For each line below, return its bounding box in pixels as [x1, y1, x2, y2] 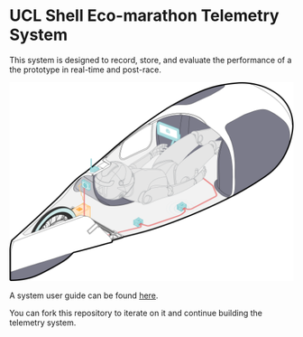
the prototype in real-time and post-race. [9, 64, 162, 75]
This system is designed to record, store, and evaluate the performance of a [9, 54, 292, 65]
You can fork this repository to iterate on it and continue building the [9, 308, 263, 319]
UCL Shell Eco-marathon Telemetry [9, 5, 280, 26]
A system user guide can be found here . [9, 290, 159, 301]
